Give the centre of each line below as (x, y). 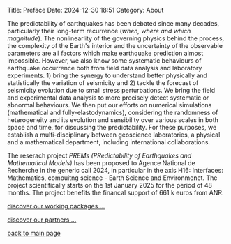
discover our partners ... (42, 220)
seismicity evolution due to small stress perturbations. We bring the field (111, 90)
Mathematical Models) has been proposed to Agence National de (101, 163)
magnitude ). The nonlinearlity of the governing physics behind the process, (116, 38)
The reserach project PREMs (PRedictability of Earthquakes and (99, 155)
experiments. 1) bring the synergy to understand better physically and (107, 75)
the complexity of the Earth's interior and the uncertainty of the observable (115, 46)
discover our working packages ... (56, 206)
